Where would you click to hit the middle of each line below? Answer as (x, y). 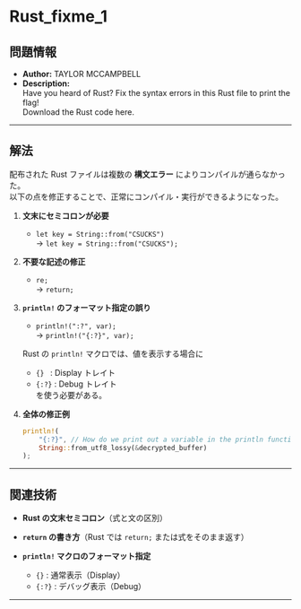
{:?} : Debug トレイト (76, 384)
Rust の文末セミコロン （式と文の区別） (95, 518)
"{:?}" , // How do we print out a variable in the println (151, 439)
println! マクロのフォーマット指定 (86, 556)
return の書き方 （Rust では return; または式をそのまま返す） (135, 537)
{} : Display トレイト (76, 372)
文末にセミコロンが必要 (65, 215)
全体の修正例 (46, 413)
